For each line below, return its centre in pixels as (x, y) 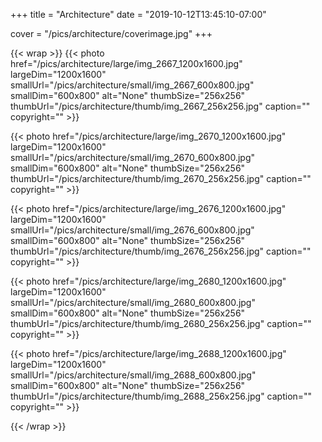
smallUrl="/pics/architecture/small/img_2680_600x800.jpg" (133, 302)
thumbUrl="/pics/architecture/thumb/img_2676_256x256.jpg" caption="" (161, 251)
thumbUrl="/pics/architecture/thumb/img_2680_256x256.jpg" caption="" (161, 323)
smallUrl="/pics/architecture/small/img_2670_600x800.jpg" (132, 157)
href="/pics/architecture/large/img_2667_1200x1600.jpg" (126, 63)
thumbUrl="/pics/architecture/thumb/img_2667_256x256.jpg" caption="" (160, 106)
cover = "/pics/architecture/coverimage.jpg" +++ (111, 33)
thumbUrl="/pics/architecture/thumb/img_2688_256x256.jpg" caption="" (161, 396)
